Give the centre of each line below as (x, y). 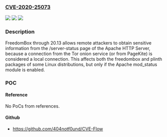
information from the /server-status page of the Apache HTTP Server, (78, 48)
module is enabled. (25, 70)
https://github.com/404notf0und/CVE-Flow (58, 129)
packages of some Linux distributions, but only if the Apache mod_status (81, 64)
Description (20, 32)
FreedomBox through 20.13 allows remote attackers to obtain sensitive (78, 43)
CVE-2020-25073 (28, 7)
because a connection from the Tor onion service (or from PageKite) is (79, 54)
